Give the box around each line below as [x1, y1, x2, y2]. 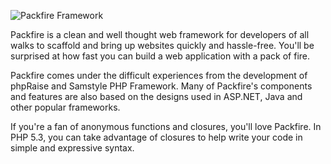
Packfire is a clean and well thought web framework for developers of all [10, 29, 310, 40]
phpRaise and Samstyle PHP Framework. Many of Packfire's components [10, 80, 313, 92]
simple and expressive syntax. [10, 142, 135, 154]
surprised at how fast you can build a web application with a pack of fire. [10, 50, 311, 62]
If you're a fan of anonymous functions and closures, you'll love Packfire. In [10, 121, 322, 132]
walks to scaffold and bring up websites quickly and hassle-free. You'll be [10, 40, 315, 51]
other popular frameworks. [10, 101, 121, 113]
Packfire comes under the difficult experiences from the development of [10, 70, 308, 81]
